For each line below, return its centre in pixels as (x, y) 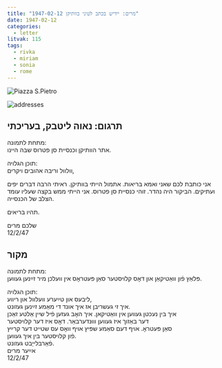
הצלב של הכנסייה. (31, 199)
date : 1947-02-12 (32, 20)
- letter (26, 33)
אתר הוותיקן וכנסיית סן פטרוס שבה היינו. (59, 150)
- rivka (24, 52)
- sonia (24, 65)
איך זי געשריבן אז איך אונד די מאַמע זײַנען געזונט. (69, 307)
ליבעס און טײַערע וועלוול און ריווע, (50, 299)
